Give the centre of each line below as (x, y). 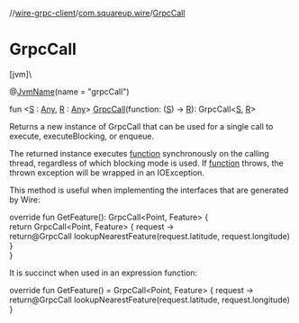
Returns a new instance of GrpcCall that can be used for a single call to (141, 126)
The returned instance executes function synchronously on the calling (140, 153)
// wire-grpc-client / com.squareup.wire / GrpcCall (97, 13)
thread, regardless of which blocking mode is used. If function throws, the (146, 163)
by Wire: (25, 199)
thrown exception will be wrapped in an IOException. (107, 172)
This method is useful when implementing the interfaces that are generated (149, 190)
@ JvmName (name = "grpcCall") (69, 91)
